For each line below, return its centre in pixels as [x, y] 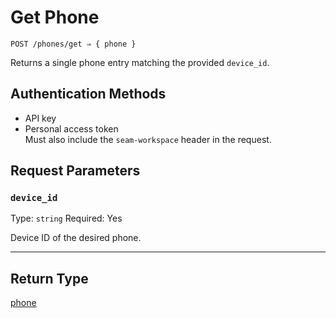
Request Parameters [75, 171]
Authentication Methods [88, 94]
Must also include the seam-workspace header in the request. [148, 139]
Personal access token [71, 128]
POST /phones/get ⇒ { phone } [73, 44]
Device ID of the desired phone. [76, 238]
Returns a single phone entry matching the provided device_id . [140, 62]
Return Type [49, 278]
